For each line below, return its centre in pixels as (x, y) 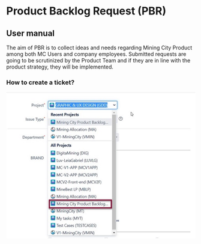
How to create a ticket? (40, 82)
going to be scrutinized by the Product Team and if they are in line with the (98, 60)
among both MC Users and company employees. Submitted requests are (96, 54)
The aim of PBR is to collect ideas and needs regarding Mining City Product (99, 47)
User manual (31, 33)
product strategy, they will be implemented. (60, 67)
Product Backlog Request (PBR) (86, 11)
